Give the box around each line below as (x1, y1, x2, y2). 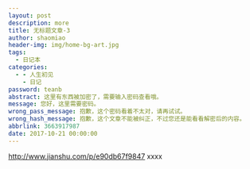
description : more (8, 19, 69, 27)
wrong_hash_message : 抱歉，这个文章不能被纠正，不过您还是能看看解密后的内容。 (8, 115, 246, 123)
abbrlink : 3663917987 (8, 122, 80, 130)
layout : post (8, 11, 52, 20)
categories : (8, 63, 48, 71)
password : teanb (8, 85, 62, 94)
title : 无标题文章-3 (8, 26, 70, 34)
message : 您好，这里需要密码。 (8, 100, 100, 108)
